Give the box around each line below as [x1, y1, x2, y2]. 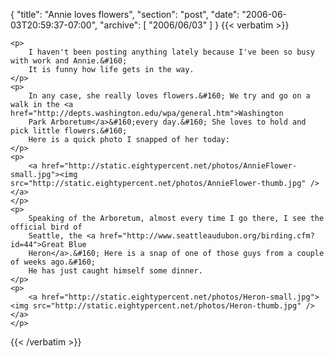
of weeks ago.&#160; [10, 257, 97, 267]
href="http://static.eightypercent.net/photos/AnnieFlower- [41, 161, 298, 171]
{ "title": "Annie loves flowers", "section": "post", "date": [10, 9, 240, 20]
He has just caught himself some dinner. [28, 266, 203, 276]
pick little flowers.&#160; [10, 126, 128, 136]
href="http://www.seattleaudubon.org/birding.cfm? [99, 231, 315, 241]
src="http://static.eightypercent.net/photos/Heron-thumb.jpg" [32, 301, 302, 311]
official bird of [10, 222, 83, 232]
